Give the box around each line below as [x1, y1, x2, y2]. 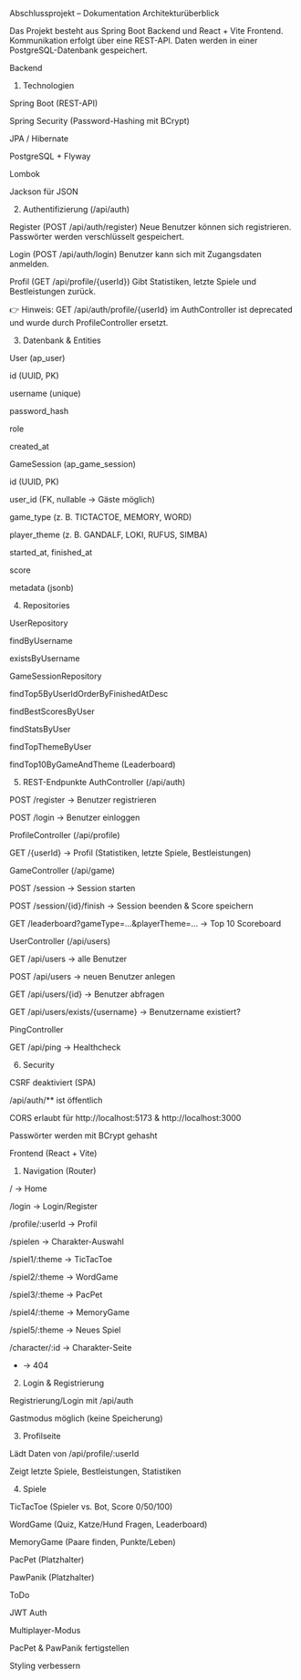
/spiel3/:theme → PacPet [9, 1290, 103, 1300]
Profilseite [22, 1431, 61, 1441]
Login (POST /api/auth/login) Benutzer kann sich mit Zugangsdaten [9, 249, 262, 259]
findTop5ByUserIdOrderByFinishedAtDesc [9, 689, 169, 699]
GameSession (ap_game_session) [9, 459, 137, 469]
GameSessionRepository [9, 670, 102, 681]
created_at [9, 441, 50, 451]
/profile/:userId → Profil [9, 1219, 98, 1229]
